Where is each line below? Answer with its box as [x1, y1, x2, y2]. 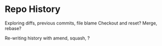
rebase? [5, 25, 22, 31]
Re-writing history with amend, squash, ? [5, 35, 90, 41]
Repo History [5, 3, 61, 15]
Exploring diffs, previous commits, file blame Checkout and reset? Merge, [5, 20, 157, 26]
